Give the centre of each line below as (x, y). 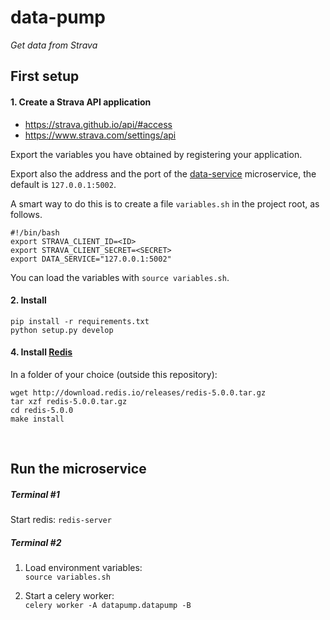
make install (37, 419)
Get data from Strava (54, 45)
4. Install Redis (41, 352)
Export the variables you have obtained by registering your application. (156, 154)
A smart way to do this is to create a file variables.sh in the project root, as (165, 203)
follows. (26, 214)
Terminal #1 (35, 494)
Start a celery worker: (69, 596)
